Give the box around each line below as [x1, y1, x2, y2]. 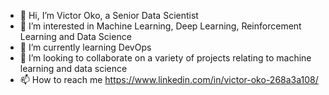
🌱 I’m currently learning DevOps [19, 41, 152, 53]
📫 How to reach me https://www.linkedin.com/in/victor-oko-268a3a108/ [19, 74, 319, 85]
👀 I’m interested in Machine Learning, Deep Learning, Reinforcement [19, 20, 302, 32]
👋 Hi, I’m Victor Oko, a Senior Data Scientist [19, 10, 199, 21]
